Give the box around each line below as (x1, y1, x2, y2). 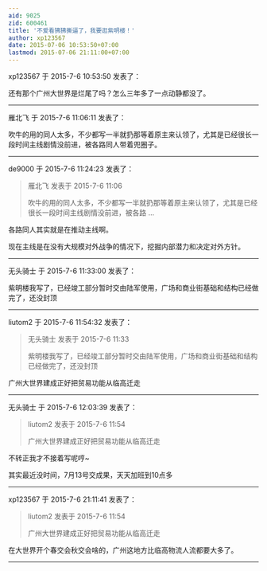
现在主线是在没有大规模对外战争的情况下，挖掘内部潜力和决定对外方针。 (8, 242, 245, 251)
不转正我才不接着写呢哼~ (8, 453, 90, 463)
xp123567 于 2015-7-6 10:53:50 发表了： (8, 72, 141, 80)
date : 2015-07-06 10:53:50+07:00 (8, 41, 119, 49)
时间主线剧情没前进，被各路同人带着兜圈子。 (14, 140, 161, 149)
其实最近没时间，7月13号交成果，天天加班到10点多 (8, 471, 173, 479)
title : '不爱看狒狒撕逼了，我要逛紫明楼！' (8, 26, 135, 34)
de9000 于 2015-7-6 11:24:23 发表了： (8, 164, 134, 174)
